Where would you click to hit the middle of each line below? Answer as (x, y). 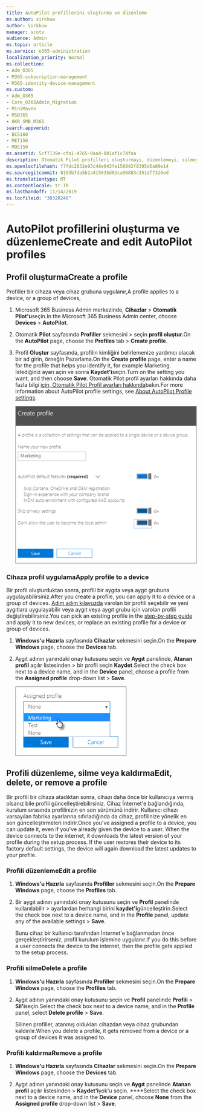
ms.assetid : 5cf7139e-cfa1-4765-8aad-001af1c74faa (71, 154)
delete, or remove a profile (57, 782)
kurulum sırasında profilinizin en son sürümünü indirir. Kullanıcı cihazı (92, 810)
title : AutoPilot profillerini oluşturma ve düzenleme (77, 13)
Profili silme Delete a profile (47, 968)
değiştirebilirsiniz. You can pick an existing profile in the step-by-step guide (99, 616)
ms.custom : (20, 90)
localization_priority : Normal (46, 58)
